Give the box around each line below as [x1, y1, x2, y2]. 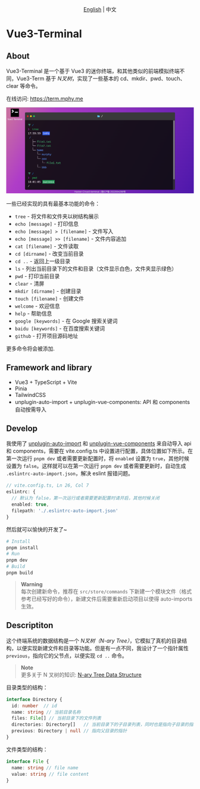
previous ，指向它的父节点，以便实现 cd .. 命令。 [6, 652, 127, 659]
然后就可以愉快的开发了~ [6, 525, 67, 533]
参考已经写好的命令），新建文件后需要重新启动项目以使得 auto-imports [20, 595, 193, 603]
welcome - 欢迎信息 [14, 302, 61, 310]
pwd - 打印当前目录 [14, 272, 60, 280]
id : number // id [11, 702, 58, 709]
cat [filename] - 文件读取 [14, 242, 79, 250]
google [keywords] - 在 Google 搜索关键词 [14, 317, 118, 325]
